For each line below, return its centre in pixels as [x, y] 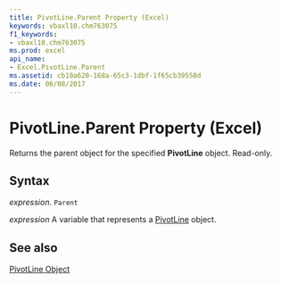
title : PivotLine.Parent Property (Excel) [89, 17]
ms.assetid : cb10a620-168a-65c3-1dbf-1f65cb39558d [105, 76]
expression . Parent [44, 203]
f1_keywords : [33, 34]
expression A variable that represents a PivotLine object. [113, 220]
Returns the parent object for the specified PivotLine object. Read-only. [141, 153]
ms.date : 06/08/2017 [48, 84]
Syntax [29, 181]
